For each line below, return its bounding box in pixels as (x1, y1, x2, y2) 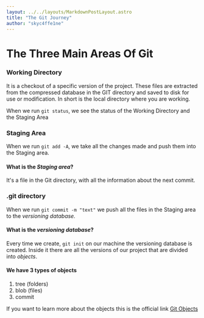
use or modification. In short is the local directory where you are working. (6, 95, 191, 103)
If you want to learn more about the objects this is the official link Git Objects (6, 305, 199, 313)
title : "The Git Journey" (6, 15, 72, 21)
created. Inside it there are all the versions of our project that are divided (6, 246, 188, 253)
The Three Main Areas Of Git (6, 46, 153, 60)
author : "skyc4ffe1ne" (6, 20, 64, 26)
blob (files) (15, 287, 43, 294)
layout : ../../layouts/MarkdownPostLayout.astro (6, 9, 132, 15)
